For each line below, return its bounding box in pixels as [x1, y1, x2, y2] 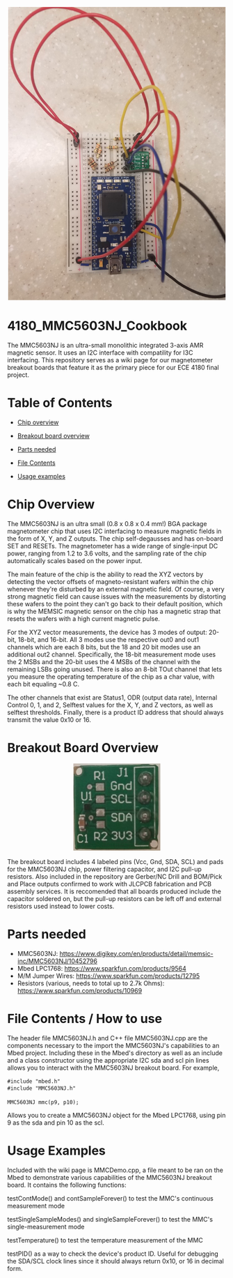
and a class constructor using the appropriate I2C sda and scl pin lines [7, 1056, 210, 1064]
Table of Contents [7, 395, 113, 411]
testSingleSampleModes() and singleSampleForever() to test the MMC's [7, 1215, 214, 1223]
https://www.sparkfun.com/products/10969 [17, 986, 143, 994]
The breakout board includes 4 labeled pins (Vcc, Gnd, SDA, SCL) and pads [7, 857, 224, 865]
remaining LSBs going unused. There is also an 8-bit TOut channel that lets [7, 665, 223, 673]
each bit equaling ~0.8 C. [7, 679, 80, 688]
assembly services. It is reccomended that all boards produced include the [7, 887, 221, 895]
